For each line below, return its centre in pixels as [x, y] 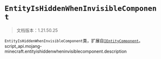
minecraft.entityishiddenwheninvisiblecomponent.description [66, 51]
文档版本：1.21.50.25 [37, 30]
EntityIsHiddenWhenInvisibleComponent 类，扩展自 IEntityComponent [72, 40]
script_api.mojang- [23, 46]
